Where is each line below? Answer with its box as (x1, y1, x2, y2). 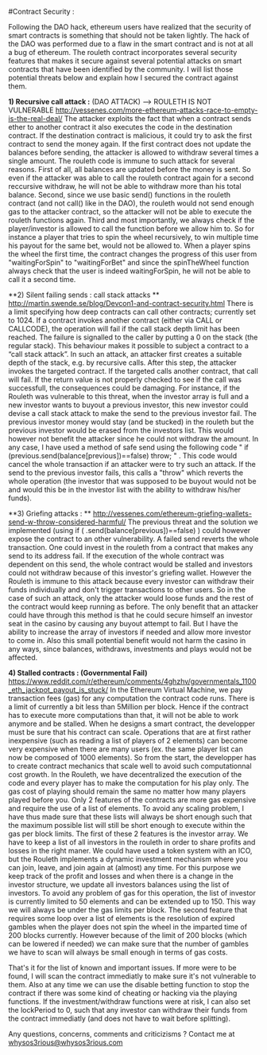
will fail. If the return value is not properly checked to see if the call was (8, 375, 242, 384)
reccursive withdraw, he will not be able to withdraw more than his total (8, 182, 242, 190)
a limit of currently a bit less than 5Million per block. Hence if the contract (8, 702, 249, 712)
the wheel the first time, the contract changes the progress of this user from (8, 249, 257, 258)
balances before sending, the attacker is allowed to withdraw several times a (8, 147, 259, 157)
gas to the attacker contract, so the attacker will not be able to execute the (8, 207, 252, 216)
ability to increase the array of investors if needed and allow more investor (8, 627, 252, 637)
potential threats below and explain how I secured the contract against (8, 73, 238, 82)
